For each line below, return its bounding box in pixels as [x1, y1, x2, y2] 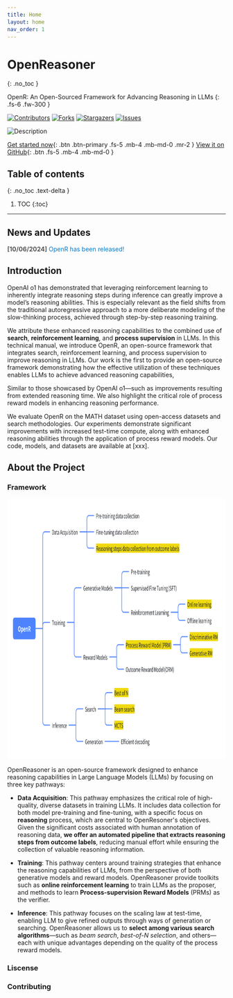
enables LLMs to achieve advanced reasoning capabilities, [7, 370, 175, 379]
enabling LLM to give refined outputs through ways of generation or [17, 916, 212, 925]
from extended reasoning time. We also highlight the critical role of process [7, 391, 223, 399]
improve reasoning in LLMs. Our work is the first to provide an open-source [7, 356, 223, 364]
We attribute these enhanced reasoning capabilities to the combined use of [7, 326, 223, 334]
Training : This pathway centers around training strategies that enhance [17, 859, 222, 867]
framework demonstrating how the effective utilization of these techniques [7, 363, 221, 371]
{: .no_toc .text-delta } [7, 187, 70, 195]
